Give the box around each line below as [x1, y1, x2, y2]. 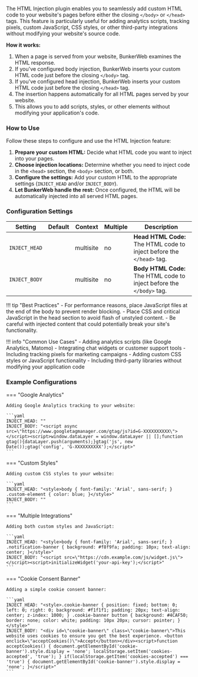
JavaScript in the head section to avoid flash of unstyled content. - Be [6, 314, 176, 321]
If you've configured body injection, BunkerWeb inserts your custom [14, 65, 181, 73]
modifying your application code [6, 363, 85, 370]
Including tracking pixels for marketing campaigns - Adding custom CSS [6, 350, 181, 357]
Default [48, 222, 70, 231]
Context [75, 222, 98, 231]
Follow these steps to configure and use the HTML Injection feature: [6, 137, 171, 144]
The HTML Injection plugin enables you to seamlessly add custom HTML [6, 5, 183, 12]
